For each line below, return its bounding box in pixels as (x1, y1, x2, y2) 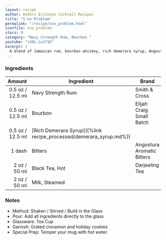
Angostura (135, 141, 160, 148)
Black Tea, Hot (32, 164, 66, 171)
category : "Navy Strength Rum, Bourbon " (5, 35, 92, 40)
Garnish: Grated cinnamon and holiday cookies (12, 224, 108, 230)
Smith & (135, 86, 153, 93)
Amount (7, 78, 27, 85)
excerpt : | (5, 44, 28, 49)
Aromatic (135, 147, 157, 154)
